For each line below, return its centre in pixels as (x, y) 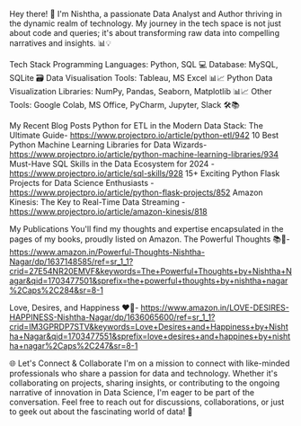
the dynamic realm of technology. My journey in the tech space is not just (145, 23)
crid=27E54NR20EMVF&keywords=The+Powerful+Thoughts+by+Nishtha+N (150, 271)
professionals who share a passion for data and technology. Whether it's (144, 373)
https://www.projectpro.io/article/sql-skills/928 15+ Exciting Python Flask (145, 173)
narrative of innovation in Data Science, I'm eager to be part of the (132, 392)
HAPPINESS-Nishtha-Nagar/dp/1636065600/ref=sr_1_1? (112, 317)
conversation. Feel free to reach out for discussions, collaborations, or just (147, 402)
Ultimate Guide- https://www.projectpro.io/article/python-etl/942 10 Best (144, 135)
